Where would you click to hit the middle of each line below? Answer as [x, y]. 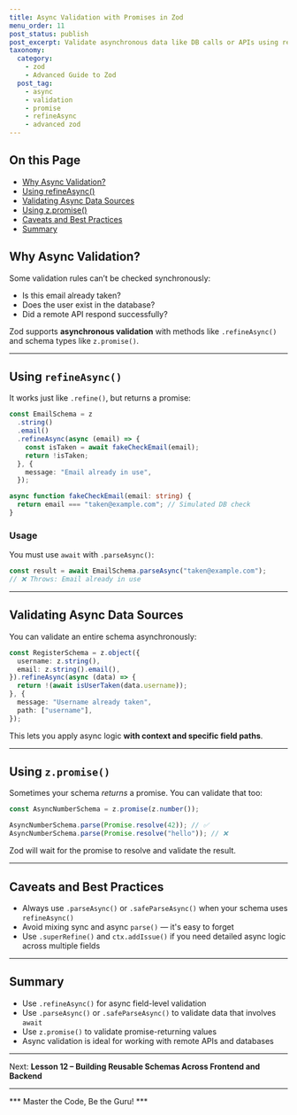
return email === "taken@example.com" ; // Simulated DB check [134, 505]
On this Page [45, 160]
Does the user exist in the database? [88, 304]
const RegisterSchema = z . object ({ [75, 652]
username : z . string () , [59, 661]
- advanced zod [53, 125]
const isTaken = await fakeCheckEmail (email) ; [112, 447]
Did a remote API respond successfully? [95, 314]
